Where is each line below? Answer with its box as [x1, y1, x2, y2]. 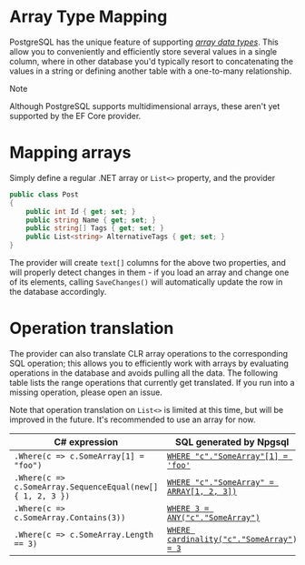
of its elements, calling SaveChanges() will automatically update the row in [9, 277, 283, 288]
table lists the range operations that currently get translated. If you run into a [9, 377, 295, 388]
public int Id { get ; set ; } [25, 207, 136, 216]
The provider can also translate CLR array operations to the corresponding [9, 348, 289, 358]
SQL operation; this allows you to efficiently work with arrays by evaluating [9, 358, 289, 368]
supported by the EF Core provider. [9, 110, 142, 121]
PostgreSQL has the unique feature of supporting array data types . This [9, 36, 279, 47]
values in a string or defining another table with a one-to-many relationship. [9, 66, 292, 76]
